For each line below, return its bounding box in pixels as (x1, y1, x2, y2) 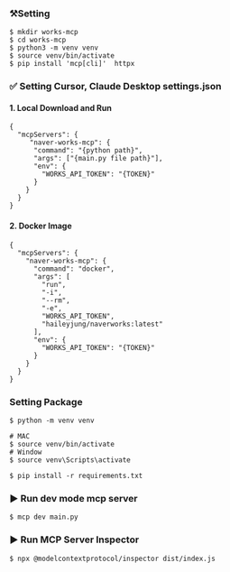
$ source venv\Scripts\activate (9, 455, 131, 465)
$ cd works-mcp (9, 35, 67, 45)
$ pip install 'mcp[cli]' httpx (9, 60, 135, 69)
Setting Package (9, 395, 83, 408)
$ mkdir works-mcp (9, 28, 78, 37)
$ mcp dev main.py (9, 512, 78, 521)
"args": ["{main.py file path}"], (32, 154, 164, 163)
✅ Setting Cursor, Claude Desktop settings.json (9, 80, 222, 93)
